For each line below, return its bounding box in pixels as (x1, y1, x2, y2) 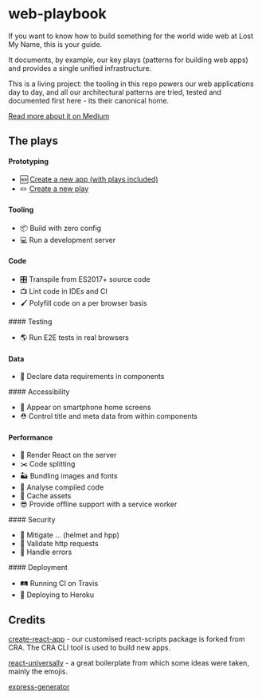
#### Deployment (8, 563, 68, 572)
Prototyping (8, 156, 49, 166)
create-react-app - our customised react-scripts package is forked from (8, 635, 245, 644)
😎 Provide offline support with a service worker (19, 499, 178, 510)
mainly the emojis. (8, 666, 68, 677)
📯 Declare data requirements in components (19, 372, 165, 381)
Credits (8, 613, 46, 627)
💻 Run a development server (19, 235, 116, 244)
